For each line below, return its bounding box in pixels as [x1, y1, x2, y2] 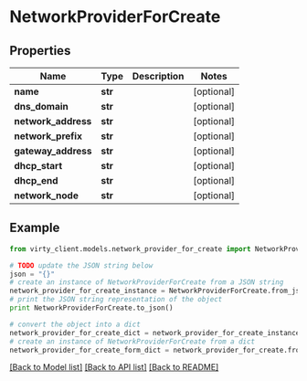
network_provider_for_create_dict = [9, 328, 149, 337]
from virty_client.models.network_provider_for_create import [9, 244, 251, 253]
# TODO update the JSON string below [9, 260, 153, 270]
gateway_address [14, 144, 93, 157]
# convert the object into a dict [9, 320, 142, 329]
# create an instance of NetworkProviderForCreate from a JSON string [9, 278, 284, 287]
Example [9, 220, 60, 236]
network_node [14, 189, 79, 202]
